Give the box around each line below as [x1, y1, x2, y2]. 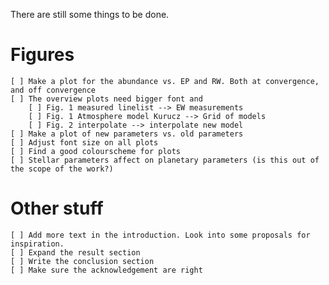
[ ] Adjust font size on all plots [10, 137, 159, 148]
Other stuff [10, 197, 104, 220]
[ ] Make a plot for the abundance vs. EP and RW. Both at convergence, [10, 76, 320, 86]
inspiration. [10, 239, 65, 249]
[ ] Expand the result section [10, 247, 141, 258]
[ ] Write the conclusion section [10, 256, 155, 266]
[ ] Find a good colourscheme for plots [10, 146, 182, 156]
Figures [10, 44, 75, 66]
